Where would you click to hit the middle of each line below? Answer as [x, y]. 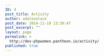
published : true [21, 46]
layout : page [18, 32]
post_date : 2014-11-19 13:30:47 [38, 23]
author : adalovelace [26, 19]
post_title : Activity [27, 14]
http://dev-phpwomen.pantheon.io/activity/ [54, 41]
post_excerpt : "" [23, 28]
